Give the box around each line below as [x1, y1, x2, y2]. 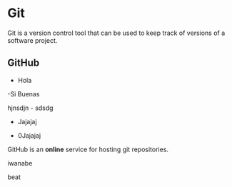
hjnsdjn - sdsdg [7, 103, 54, 112]
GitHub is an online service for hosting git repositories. [7, 145, 169, 153]
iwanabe [7, 158, 33, 167]
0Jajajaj [17, 131, 41, 140]
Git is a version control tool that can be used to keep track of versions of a [7, 29, 226, 37]
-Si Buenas [7, 89, 40, 98]
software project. [7, 36, 58, 44]
